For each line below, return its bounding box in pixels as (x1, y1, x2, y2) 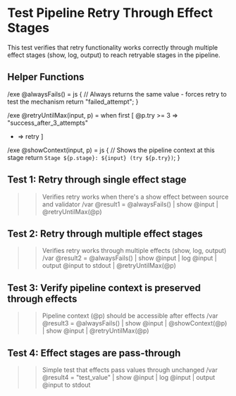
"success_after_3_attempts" (7, 118, 88, 127)
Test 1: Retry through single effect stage (7, 174, 187, 186)
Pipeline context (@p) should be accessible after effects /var (42, 311, 218, 320)
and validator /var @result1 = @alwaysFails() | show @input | (42, 199, 218, 209)
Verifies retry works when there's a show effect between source (42, 192, 229, 201)
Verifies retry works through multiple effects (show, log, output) (42, 247, 227, 255)
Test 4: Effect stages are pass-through (7, 347, 181, 359)
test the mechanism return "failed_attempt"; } (7, 97, 139, 106)
